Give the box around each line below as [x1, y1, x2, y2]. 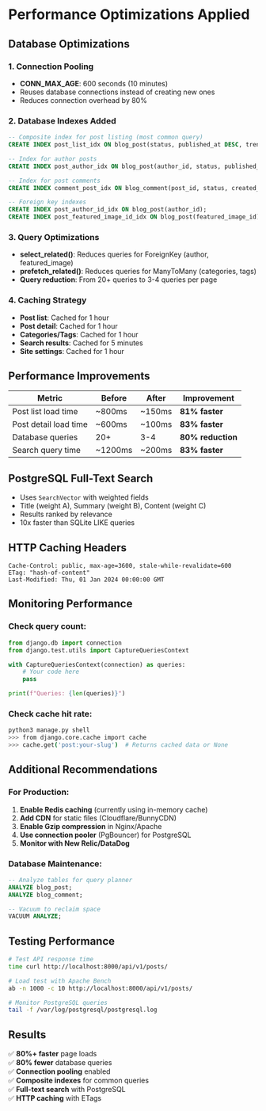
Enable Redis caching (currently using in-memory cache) [19, 805, 208, 814]
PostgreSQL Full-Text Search [8, 471, 154, 485]
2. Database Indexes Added [8, 115, 116, 126]
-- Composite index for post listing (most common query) [8, 133, 203, 142]
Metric [36, 393, 63, 404]
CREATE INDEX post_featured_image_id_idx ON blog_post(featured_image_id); [8, 213, 264, 221]
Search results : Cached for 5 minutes [19, 338, 144, 348]
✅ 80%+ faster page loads [8, 1049, 97, 1059]
